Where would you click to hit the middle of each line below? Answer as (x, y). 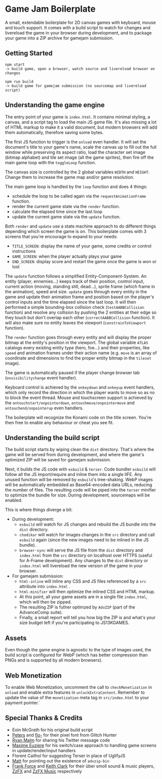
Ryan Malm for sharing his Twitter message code (61, 740)
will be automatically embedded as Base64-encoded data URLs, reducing (79, 485)
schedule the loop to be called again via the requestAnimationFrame (79, 196)
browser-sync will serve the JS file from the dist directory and (81, 550)
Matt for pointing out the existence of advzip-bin (61, 760)
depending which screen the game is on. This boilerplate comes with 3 (76, 231)
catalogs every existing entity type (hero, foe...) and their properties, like (77, 347)
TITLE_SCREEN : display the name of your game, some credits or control (82, 246)
